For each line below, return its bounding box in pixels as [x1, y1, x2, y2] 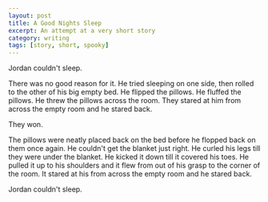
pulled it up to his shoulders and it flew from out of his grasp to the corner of [8, 160, 261, 170]
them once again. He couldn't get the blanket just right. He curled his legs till [8, 144, 261, 153]
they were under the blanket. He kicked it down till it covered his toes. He [8, 152, 250, 162]
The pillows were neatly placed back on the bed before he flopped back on [8, 135, 256, 145]
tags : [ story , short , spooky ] [8, 42, 110, 50]
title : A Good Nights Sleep [8, 19, 102, 27]
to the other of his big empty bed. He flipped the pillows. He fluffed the [8, 87, 242, 97]
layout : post [8, 11, 52, 20]
